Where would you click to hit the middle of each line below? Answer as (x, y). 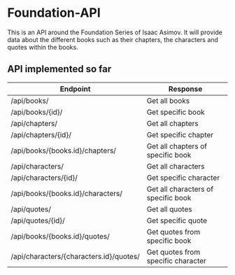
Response (185, 89)
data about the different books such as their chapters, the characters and (113, 39)
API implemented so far (59, 69)
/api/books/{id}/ (37, 112)
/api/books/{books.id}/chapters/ (64, 150)
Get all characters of (180, 189)
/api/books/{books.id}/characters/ (66, 193)
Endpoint (75, 89)
